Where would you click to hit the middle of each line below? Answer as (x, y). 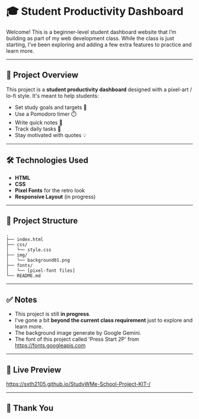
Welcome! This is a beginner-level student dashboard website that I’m (91, 32)
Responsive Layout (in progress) (55, 196)
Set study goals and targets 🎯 (51, 107)
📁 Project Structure (42, 220)
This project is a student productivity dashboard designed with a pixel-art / (99, 89)
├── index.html (25, 240)
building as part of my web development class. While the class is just (90, 38)
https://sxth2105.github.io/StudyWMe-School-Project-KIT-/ (78, 384)
